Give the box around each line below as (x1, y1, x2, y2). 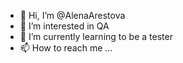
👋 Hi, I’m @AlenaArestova (19, 10, 126, 21)
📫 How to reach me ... (19, 42, 113, 54)
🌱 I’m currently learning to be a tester (19, 31, 173, 42)
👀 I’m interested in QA (19, 20, 110, 32)
